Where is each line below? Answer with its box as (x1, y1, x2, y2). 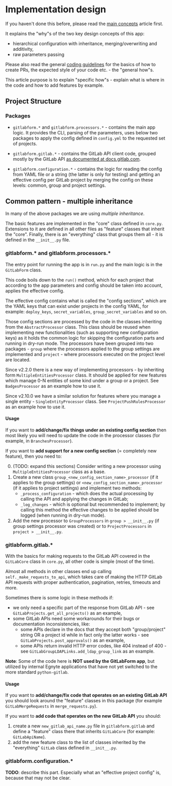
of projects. (12, 140, 37, 147)
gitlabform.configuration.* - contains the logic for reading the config (12, 166, 163, 172)
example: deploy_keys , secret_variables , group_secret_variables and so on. (5, 308, 167, 315)
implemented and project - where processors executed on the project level (5, 351, 165, 357)
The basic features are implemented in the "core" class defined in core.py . (5, 221, 163, 227)
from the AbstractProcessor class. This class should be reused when (5, 324, 151, 330)
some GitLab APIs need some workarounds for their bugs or (12, 616, 140, 622)
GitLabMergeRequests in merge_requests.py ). (5, 703, 98, 709)
